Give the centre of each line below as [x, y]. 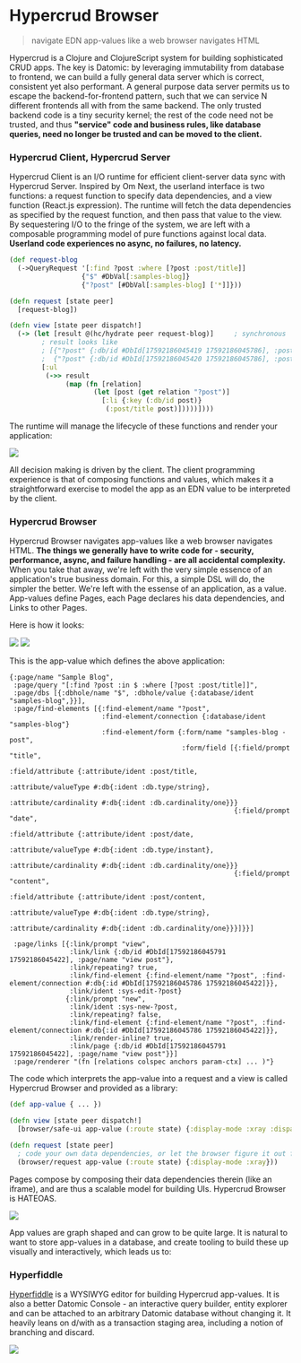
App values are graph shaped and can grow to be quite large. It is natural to [149, 1232]
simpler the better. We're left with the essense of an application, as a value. [148, 589]
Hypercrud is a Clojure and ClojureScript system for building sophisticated [146, 57]
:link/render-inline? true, [122, 1038]
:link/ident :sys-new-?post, [124, 1007]
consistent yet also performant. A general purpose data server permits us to [150, 86]
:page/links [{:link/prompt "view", [82, 944]
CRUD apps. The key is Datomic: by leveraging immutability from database [147, 67]
